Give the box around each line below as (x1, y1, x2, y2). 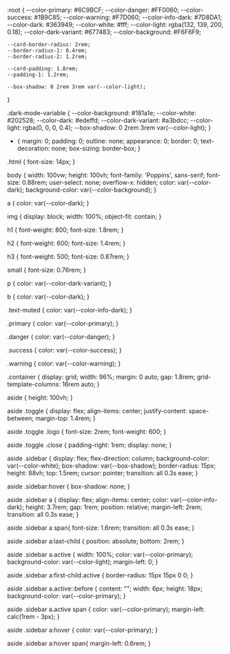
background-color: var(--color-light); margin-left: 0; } (7, 558, 158, 566)
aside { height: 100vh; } (7, 393, 74, 402)
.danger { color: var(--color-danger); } (7, 333, 116, 341)
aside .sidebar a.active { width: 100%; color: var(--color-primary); (7, 551, 194, 558)
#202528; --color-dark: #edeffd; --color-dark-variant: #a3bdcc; (7, 117, 189, 124)
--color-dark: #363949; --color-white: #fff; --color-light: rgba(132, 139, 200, (7, 21, 224, 28)
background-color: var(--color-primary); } (7, 592, 126, 599)
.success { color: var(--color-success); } (7, 346, 122, 354)
